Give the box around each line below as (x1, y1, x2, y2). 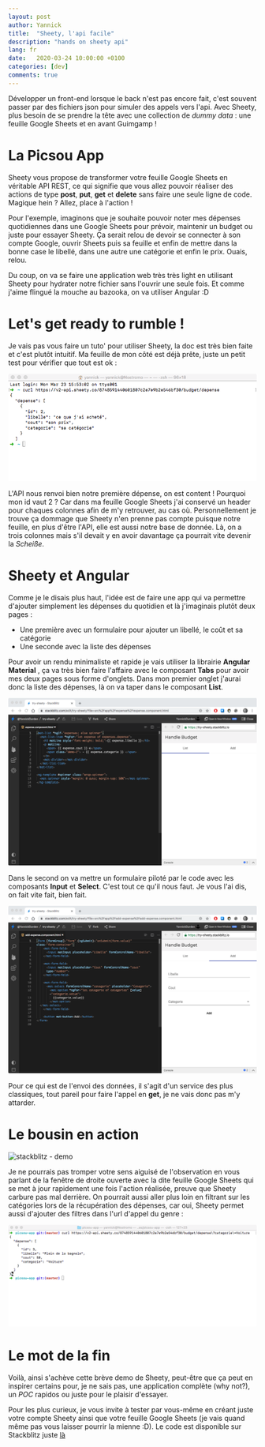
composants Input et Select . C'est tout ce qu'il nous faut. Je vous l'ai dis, (8, 881, 247, 891)
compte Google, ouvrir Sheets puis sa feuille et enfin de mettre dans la (8, 238, 237, 248)
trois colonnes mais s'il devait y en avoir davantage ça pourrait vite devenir (8, 530, 252, 540)
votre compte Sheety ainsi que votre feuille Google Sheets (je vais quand (8, 1413, 245, 1423)
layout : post (8, 13, 51, 21)
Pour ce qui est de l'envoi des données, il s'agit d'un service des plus (8, 1081, 233, 1090)
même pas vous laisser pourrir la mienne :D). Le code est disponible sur (8, 1422, 242, 1431)
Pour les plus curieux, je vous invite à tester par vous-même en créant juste (8, 1404, 254, 1414)
